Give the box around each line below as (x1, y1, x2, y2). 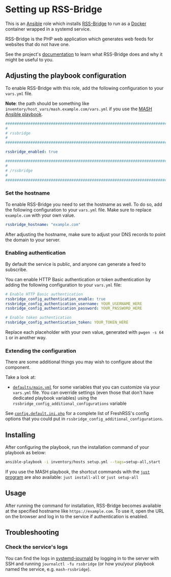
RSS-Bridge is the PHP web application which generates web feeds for (5, 36, 154, 42)
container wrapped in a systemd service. (5, 26, 91, 32)
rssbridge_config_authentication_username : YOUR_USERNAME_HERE (5, 301, 142, 306)
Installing (5, 430, 36, 439)
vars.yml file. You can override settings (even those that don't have (12, 389, 154, 396)
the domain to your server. (5, 237, 61, 243)
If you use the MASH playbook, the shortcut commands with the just (5, 469, 150, 475)
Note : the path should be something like (5, 100, 90, 106)
